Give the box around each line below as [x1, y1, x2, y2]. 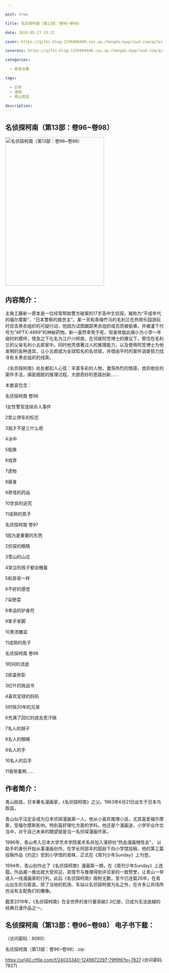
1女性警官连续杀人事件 [5, 403, 51, 409]
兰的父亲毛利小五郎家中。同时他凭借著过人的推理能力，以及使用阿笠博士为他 [5, 342, 164, 348]
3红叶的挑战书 [5, 682, 35, 688]
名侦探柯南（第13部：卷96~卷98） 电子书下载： [5, 921, 155, 930]
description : [5, 103, 33, 109]
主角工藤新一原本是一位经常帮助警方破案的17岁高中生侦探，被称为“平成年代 [5, 310, 161, 316]
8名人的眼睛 [5, 736, 30, 742]
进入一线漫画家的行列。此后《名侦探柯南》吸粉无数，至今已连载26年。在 [5, 875, 156, 881]
